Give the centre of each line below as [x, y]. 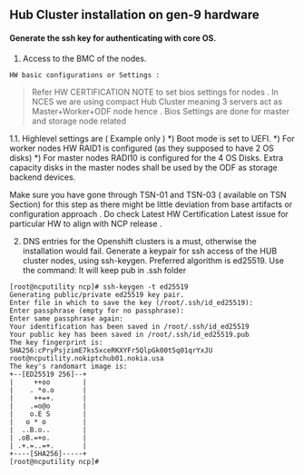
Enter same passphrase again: [67, 318]
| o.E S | [49, 414]
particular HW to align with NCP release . [86, 223]
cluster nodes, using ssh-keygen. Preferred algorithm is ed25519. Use [153, 260]
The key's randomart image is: [69, 366]
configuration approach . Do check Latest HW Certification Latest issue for [149, 213]
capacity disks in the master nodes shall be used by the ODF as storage [144, 167]
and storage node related [79, 121]
